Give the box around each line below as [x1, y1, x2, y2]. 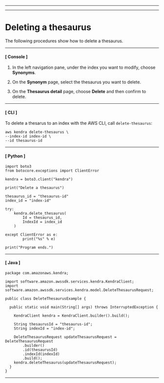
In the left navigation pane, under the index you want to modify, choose [12, 64, 156, 71]
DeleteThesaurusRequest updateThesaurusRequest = [14, 334, 117, 339]
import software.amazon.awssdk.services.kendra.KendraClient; [5, 279, 134, 284]
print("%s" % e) [22, 236, 56, 241]
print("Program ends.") [5, 245, 54, 250]
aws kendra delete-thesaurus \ [5, 130, 69, 134]
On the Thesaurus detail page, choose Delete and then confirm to [12, 89, 146, 95]
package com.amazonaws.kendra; [5, 270, 69, 275]
